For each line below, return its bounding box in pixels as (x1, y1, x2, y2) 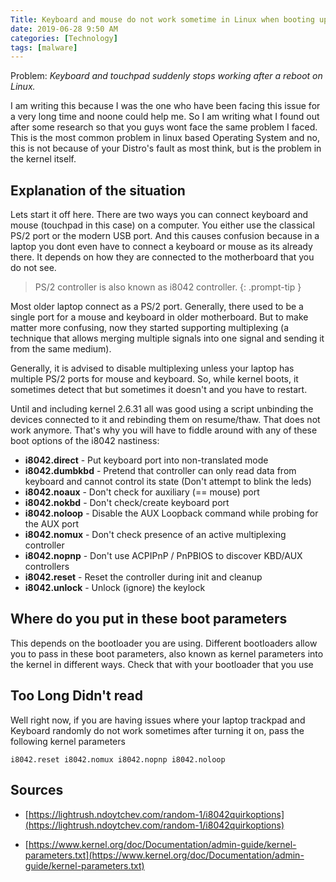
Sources (10, 782, 64, 799)
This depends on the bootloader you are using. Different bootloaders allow (10, 637, 318, 649)
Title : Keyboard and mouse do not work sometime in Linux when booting (10, 14, 315, 25)
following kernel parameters (10, 735, 126, 747)
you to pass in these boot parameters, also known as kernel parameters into (10, 647, 324, 660)
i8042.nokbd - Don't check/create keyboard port (24, 497, 230, 509)
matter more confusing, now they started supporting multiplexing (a (10, 322, 290, 334)
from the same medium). (10, 343, 112, 355)
